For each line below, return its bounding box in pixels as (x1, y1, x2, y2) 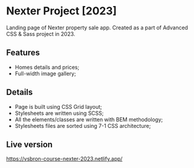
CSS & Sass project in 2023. (6, 30, 76, 37)
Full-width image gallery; (14, 70, 76, 77)
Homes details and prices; (14, 63, 79, 71)
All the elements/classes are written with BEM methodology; (14, 115, 163, 123)
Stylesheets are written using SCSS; (14, 109, 104, 117)
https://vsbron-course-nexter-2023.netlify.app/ (6, 155, 123, 163)
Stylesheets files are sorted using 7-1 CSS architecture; (14, 122, 151, 129)
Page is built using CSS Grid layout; (14, 103, 103, 110)
